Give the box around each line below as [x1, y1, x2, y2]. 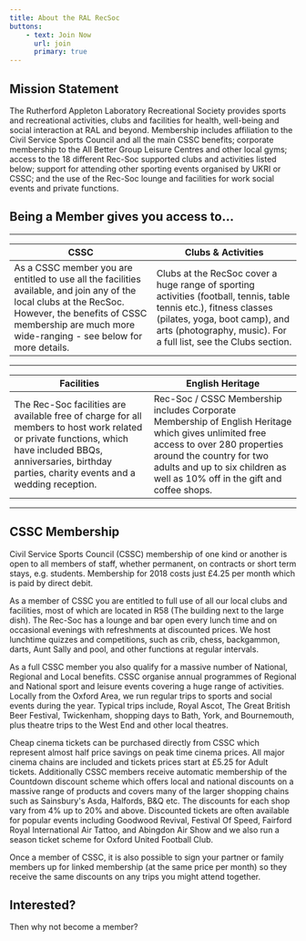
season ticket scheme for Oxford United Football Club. [9, 833, 214, 844]
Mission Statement [9, 81, 119, 97]
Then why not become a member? [9, 922, 138, 933]
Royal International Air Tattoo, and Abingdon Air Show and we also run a [9, 824, 280, 835]
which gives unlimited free [153, 426, 267, 439]
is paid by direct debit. [9, 577, 94, 588]
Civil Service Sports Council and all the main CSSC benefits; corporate [9, 134, 274, 145]
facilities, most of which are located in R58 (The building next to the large [9, 605, 284, 615]
